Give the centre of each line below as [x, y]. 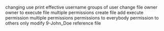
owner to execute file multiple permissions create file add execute [74, 12]
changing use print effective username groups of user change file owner [81, 7]
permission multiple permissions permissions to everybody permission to [82, 18]
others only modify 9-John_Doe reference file [53, 23]
